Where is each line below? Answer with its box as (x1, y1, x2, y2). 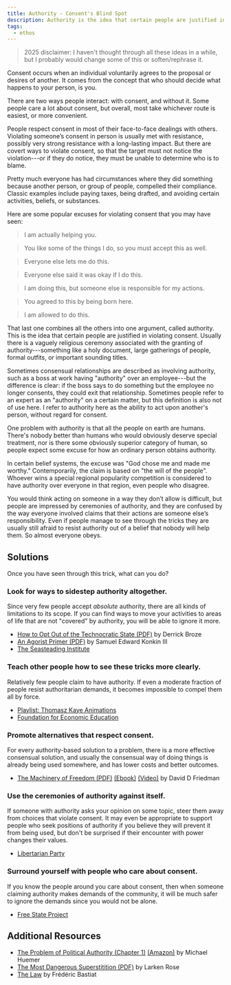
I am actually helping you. (23, 231, 97, 239)
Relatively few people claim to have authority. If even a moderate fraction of (7, 678, 222, 686)
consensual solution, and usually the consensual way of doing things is (7, 753, 208, 761)
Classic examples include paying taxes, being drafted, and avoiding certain (7, 189, 220, 198)
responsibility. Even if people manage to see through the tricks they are (7, 517, 210, 525)
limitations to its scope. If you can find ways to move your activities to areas (7, 610, 222, 618)
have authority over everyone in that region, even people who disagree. (7, 481, 210, 490)
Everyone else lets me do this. (23, 258, 110, 266)
